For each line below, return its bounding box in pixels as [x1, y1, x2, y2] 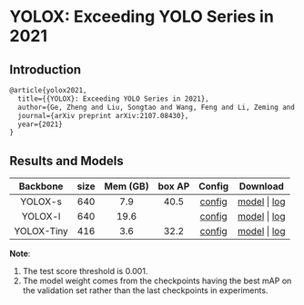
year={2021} [17, 120, 64, 129]
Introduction [9, 62, 82, 77]
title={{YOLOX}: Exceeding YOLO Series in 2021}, [17, 93, 209, 103]
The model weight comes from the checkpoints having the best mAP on [22, 275, 292, 287]
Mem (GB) [104, 180, 149, 192]
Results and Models [9, 152, 125, 169]
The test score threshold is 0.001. [22, 266, 148, 277]
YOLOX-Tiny [14, 225, 68, 238]
